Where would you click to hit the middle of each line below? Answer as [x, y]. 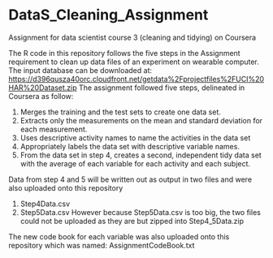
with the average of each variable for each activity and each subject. [135, 163]
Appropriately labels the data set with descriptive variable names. [130, 146]
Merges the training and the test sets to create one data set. [120, 112]
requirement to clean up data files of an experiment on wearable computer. [134, 62]
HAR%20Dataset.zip [43, 88]
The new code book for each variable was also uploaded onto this [119, 236]
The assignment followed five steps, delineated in [162, 88]
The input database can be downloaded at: [80, 70]
